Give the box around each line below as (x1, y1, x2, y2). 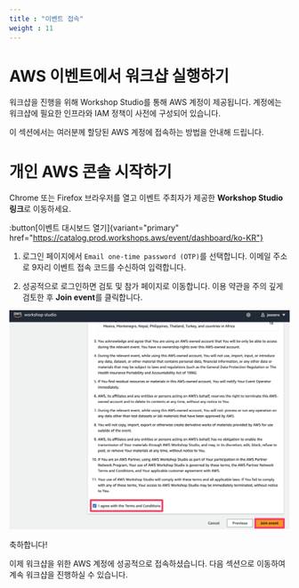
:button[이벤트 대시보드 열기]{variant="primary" (9, 222, 180, 233)
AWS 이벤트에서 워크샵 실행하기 (9, 66, 230, 86)
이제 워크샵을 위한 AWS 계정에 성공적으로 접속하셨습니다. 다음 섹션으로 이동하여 (9, 558, 287, 568)
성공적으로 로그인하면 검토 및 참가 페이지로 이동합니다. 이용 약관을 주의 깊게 (21, 281, 284, 292)
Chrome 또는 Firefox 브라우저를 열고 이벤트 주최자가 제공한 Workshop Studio (9, 192, 283, 204)
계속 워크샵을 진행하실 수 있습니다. (9, 569, 128, 580)
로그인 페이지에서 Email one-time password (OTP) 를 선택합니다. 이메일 (21, 251, 271, 262)
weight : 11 (9, 23, 53, 33)
